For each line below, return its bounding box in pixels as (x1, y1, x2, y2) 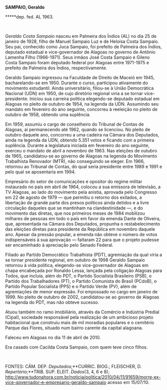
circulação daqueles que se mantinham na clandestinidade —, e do (5, 205, 143, 211)
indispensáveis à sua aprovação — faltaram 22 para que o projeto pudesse (5, 237, 160, 243)
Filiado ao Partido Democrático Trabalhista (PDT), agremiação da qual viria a (5, 252, 163, 258)
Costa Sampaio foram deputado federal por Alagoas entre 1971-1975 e (5, 60, 150, 65)
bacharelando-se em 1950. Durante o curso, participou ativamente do (5, 80, 149, 86)
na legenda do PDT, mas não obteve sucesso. (5, 299, 100, 305)
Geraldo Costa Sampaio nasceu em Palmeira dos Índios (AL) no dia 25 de (5, 33, 157, 39)
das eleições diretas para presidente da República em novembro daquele (5, 226, 156, 232)
